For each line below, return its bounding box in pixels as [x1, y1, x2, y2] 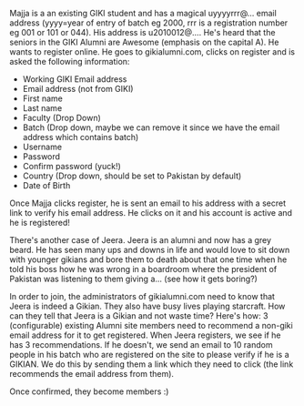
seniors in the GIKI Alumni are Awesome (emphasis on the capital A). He [9, 36, 279, 47]
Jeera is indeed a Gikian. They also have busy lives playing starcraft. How [9, 300, 286, 311]
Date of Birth [22, 180, 71, 190]
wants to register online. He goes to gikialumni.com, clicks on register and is [9, 46, 296, 57]
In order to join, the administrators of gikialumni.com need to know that [9, 291, 276, 301]
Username [22, 141, 62, 152]
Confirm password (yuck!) [22, 161, 121, 171]
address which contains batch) [22, 132, 139, 142]
